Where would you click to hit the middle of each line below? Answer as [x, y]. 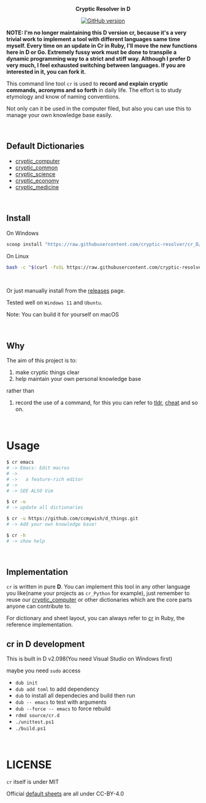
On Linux [18, 256]
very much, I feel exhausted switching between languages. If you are [96, 65]
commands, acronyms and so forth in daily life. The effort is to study [94, 90]
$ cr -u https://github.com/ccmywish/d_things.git [72, 519]
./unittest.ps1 [35, 722]
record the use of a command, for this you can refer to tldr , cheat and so [106, 403]
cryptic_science [35, 174]
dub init [26, 683]
